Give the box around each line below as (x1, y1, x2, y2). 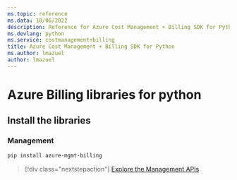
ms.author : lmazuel (7, 50, 65, 57)
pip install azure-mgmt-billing (7, 152, 102, 159)
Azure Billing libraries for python (7, 86, 202, 102)
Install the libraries (7, 114, 92, 127)
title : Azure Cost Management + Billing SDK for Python (7, 43, 175, 50)
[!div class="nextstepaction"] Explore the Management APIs (24, 164, 200, 173)
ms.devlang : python (7, 30, 65, 37)
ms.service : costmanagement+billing (7, 37, 115, 44)
